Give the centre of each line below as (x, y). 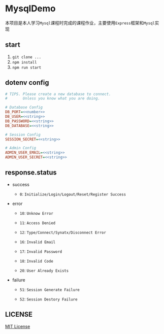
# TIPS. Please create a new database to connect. (58, 94)
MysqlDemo (30, 9)
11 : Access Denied (37, 223)
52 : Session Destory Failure (49, 299)
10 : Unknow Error (36, 213)
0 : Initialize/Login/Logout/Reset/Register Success (73, 194)
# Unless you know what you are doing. (52, 99)
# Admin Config (21, 148)
